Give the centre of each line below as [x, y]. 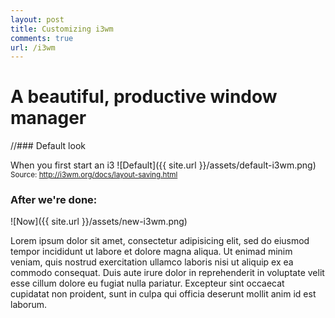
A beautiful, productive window [144, 97]
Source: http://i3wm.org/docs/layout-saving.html [94, 175]
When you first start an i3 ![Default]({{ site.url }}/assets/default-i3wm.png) [163, 165]
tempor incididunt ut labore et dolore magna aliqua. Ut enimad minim [151, 252]
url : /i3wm [33, 47]
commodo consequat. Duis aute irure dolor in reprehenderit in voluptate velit [167, 273]
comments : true [42, 38]
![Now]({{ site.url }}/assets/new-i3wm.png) [99, 222]
